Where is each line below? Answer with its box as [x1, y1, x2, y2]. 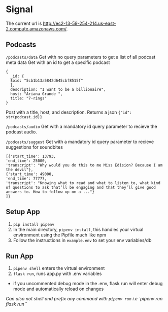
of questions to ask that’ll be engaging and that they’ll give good [6, 185, 156, 190]
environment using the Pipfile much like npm [13, 232, 107, 238]
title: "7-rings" [10, 95, 47, 101]
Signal [6, 4, 33, 15]
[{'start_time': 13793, [6, 154, 56, 159]
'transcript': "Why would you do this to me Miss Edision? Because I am [6, 162, 163, 168]
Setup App [6, 207, 40, 216]
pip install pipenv [13, 222, 55, 227]
